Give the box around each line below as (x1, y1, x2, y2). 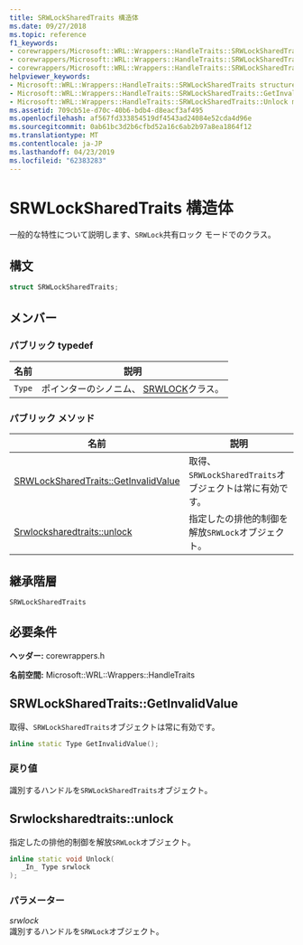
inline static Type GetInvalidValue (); (9, 739, 160, 748)
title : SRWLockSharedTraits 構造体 (9, 13, 139, 23)
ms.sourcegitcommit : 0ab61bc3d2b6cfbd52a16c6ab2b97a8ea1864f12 (9, 123, 252, 132)
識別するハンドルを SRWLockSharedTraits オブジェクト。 (9, 784, 213, 795)
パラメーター (9, 894, 65, 907)
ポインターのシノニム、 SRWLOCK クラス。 (41, 382, 225, 395)
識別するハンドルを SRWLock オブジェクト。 (9, 926, 164, 937)
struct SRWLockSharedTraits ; (9, 283, 119, 292)
